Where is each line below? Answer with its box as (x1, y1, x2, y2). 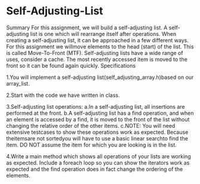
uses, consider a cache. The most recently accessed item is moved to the (6, 56, 188, 63)
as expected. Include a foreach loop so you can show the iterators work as (6, 159, 190, 166)
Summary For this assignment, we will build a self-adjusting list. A (6, 24, 168, 31)
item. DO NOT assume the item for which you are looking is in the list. (6, 141, 177, 148)
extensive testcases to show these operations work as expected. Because (6, 128, 189, 136)
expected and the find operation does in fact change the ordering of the (6, 165, 183, 173)
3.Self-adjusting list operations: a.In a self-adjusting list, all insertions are (6, 103, 185, 110)
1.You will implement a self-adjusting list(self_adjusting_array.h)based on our (6, 73, 194, 81)
